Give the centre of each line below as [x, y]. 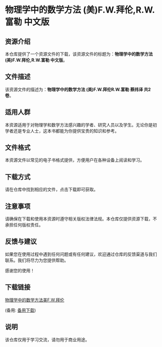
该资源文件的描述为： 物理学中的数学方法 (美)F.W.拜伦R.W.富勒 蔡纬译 [74, 89]
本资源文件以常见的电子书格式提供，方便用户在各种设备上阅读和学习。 [75, 160]
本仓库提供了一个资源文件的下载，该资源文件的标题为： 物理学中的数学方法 [79, 54]
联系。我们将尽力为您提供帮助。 [37, 260]
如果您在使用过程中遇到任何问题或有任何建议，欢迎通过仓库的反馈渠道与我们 [81, 254]
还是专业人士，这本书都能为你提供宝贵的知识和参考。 [66, 131]
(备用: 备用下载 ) [20, 310]
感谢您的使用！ [20, 270]
